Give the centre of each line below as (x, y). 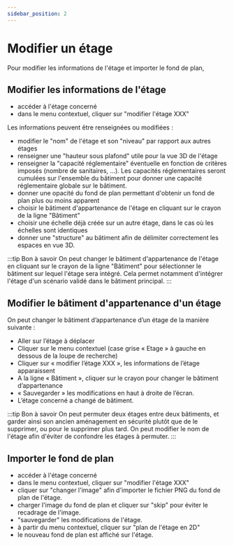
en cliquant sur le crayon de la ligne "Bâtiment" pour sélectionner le (104, 266)
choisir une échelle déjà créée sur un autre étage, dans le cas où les (116, 223)
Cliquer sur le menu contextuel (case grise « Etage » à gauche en (111, 349)
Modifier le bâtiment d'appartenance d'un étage (114, 303)
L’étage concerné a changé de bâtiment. (75, 400)
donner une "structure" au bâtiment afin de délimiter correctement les (118, 238)
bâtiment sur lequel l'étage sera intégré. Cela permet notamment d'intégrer (115, 274)
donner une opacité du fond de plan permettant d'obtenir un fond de (116, 193)
